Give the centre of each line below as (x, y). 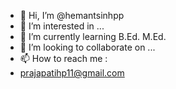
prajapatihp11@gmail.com (72, 73)
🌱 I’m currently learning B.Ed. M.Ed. (93, 36)
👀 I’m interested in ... (62, 26)
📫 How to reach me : (63, 58)
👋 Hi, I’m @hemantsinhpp (72, 15)
